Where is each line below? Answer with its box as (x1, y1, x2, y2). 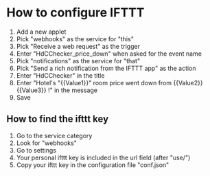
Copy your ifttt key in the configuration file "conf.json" (16, 160, 170, 169)
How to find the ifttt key (6, 113, 109, 125)
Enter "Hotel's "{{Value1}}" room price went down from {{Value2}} (16, 78, 203, 87)
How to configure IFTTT (6, 5, 145, 21)
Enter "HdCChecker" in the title (16, 71, 105, 80)
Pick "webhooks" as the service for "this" (16, 34, 135, 43)
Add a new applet (16, 27, 67, 36)
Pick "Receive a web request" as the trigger (16, 42, 140, 50)
